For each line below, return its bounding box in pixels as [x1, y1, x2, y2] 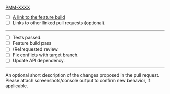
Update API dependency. [12, 58, 65, 64]
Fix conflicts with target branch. [12, 52, 79, 58]
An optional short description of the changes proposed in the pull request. [5, 72, 160, 78]
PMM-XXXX [5, 5, 30, 10]
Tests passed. [12, 35, 42, 41]
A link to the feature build [12, 14, 65, 20]
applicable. [5, 83, 28, 89]
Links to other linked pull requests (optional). [12, 20, 106, 26]
